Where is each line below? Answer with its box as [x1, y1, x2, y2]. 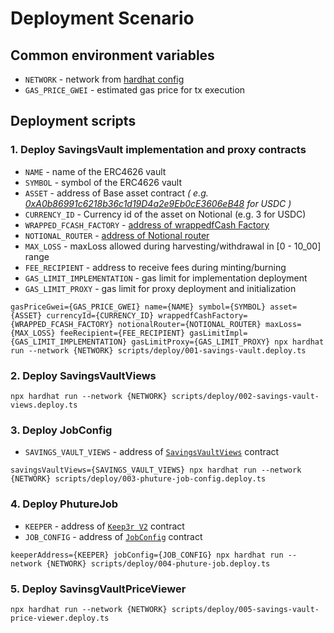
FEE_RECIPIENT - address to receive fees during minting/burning [24, 261, 287, 273]
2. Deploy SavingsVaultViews [10, 368, 157, 382]
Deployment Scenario [10, 7, 195, 30]
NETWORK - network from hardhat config [24, 73, 185, 85]
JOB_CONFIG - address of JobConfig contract [24, 530, 203, 542]
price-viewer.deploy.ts [10, 613, 110, 623]
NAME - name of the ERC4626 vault [24, 165, 167, 177]
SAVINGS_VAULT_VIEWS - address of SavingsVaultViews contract [24, 446, 280, 458]
